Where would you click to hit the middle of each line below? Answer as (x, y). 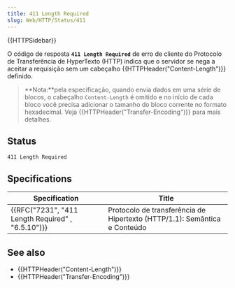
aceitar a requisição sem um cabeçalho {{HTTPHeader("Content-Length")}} (116, 69)
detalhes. (38, 119)
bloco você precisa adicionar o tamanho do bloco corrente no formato (126, 104)
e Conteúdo (127, 228)
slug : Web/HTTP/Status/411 (47, 20)
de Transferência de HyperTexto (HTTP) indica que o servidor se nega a (111, 61)
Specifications (40, 179)
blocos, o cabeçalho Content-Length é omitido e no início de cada (119, 97)
